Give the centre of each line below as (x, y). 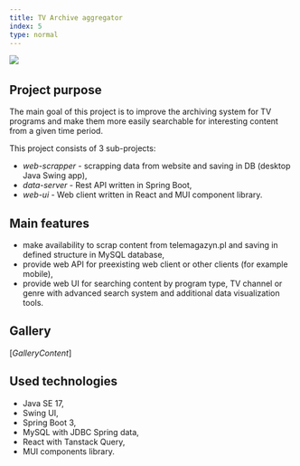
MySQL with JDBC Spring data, (81, 432)
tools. (33, 303)
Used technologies (64, 381)
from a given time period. (56, 131)
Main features (50, 223)
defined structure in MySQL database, (94, 255)
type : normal (34, 34)
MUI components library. (68, 451)
